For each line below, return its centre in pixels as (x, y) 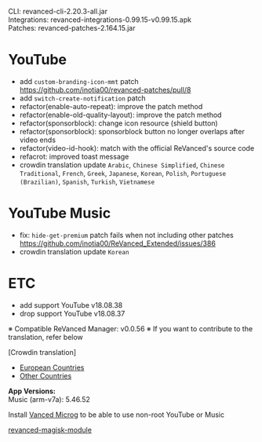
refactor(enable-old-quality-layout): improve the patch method (120, 115)
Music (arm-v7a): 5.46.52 (49, 399)
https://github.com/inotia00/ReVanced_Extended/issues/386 (117, 243)
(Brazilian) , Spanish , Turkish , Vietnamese (87, 181)
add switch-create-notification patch (83, 98)
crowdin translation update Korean (74, 251)
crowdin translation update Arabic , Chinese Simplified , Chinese (122, 165)
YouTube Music (60, 213)
